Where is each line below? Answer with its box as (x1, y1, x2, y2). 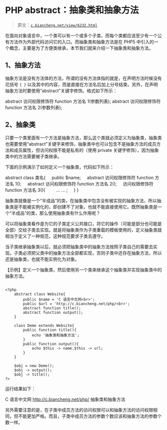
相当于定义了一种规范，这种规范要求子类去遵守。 (5, 233, 105, 239)
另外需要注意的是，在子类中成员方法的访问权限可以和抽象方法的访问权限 (5, 407, 153, 413)
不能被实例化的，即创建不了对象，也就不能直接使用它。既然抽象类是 (18, 204, 158, 210)
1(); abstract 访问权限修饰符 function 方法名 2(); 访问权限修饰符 (14, 180, 154, 187)
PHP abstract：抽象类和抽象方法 (5, 4, 139, 16)
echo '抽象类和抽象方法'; (31, 332, 80, 338)
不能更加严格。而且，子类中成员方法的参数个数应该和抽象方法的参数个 (18, 413, 162, 419)
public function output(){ (23, 341, 79, 346)
